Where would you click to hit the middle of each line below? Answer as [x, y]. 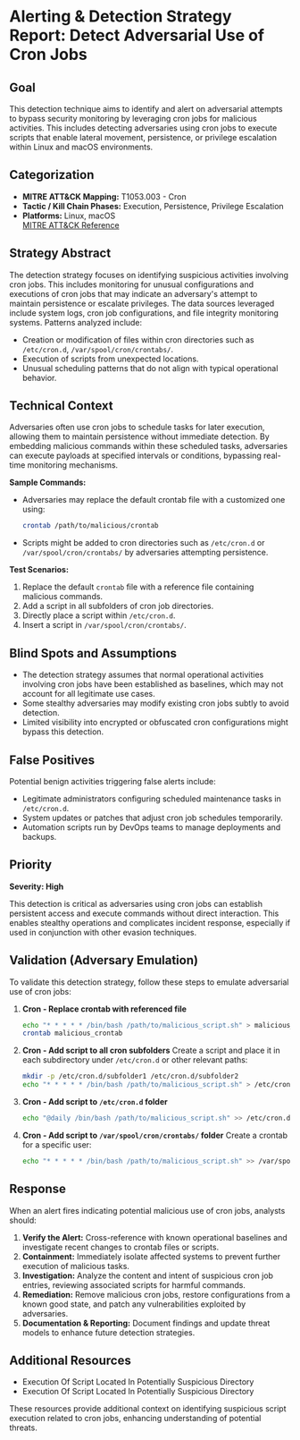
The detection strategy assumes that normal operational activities [143, 675]
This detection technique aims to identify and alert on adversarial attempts [146, 109]
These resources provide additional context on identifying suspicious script [148, 1409]
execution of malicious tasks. [75, 1266]
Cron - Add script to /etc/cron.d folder [95, 1102]
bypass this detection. [63, 732]
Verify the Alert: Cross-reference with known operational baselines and [154, 1237]
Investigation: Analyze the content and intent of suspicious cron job [148, 1275]
